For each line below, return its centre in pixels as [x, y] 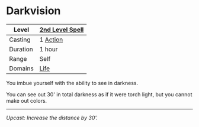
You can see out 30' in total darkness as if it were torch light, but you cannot [99, 94]
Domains [21, 68]
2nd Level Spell [62, 30]
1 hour [49, 49]
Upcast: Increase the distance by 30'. [52, 118]
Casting [20, 40]
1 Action [51, 40]
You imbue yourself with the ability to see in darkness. [72, 83]
